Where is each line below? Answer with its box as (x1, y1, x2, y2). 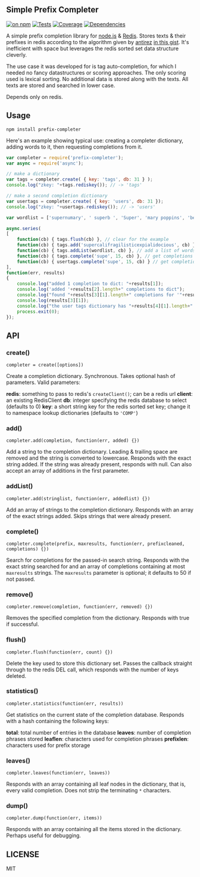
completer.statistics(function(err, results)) (6, 701, 124, 706)
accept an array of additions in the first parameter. (6, 467, 130, 475)
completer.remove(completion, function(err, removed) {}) (6, 604, 153, 610)
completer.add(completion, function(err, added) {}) (6, 438, 140, 444)
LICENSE (6, 849, 40, 859)
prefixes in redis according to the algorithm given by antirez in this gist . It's (6, 38, 189, 45)
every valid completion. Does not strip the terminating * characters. (6, 787, 171, 794)
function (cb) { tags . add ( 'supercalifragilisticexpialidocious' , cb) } (17, 242, 196, 248)
